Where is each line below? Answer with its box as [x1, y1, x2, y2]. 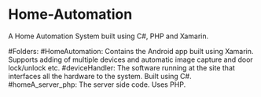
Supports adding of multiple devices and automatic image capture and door [8, 55, 253, 64]
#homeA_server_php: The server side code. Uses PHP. [8, 80, 186, 89]
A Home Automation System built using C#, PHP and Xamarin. [8, 31, 209, 41]
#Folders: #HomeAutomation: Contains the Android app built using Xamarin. [8, 46, 254, 56]
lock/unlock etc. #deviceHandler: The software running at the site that [8, 63, 236, 72]
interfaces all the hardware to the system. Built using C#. [8, 71, 192, 81]
